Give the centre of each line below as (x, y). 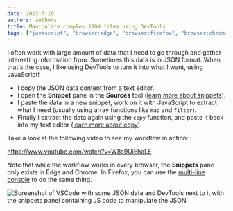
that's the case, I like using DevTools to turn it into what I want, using (105, 67)
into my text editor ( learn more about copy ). (79, 125)
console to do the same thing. (50, 180)
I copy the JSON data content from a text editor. (86, 88)
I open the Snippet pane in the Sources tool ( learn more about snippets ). (121, 95)
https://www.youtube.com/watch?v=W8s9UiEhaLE (79, 152)
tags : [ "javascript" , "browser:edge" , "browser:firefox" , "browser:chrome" (119, 33)
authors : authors (32, 20)
